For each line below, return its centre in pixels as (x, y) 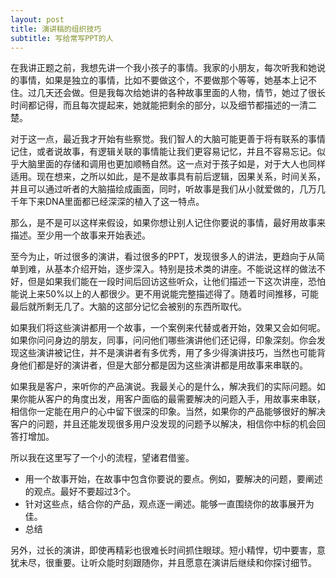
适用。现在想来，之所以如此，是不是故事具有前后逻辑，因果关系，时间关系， (168, 177)
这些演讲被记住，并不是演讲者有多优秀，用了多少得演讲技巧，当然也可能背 (172, 353)
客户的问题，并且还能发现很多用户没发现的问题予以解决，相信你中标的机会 (163, 424)
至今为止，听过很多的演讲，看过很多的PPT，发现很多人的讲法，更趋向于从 (163, 257)
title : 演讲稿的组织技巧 (56, 29)
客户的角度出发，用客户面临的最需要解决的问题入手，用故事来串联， (185, 399)
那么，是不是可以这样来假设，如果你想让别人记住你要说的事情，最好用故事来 (168, 223)
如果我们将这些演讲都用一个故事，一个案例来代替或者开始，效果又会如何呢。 (168, 328)
